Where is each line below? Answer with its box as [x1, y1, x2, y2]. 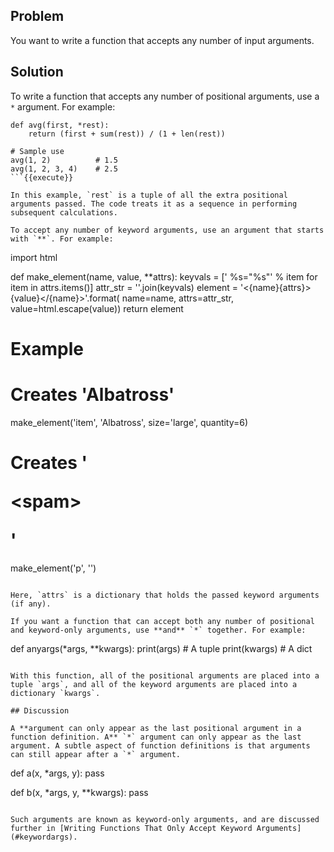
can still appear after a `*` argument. [10, 749, 182, 759]
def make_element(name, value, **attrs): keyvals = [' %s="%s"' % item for [10, 270, 318, 283]
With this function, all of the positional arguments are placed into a [10, 670, 320, 681]
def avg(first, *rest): [10, 120, 110, 130]
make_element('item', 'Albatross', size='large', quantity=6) [10, 416, 249, 428]
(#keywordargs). [10, 832, 78, 842]
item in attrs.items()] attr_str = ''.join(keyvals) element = [10, 281, 239, 293]
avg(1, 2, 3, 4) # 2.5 [10, 164, 118, 174]
